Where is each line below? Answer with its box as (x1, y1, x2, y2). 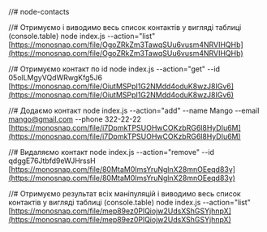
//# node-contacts (8, 7, 70, 16)
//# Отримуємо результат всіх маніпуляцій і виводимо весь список (8, 189, 241, 198)
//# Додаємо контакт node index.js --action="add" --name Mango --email (8, 105, 260, 115)
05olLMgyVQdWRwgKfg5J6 (8, 73, 103, 82)
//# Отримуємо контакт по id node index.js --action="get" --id (8, 64, 221, 74)
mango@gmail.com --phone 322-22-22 (8, 114, 142, 124)
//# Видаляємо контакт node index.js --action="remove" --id (8, 148, 215, 157)
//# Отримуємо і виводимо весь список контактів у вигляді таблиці (8, 23, 242, 32)
